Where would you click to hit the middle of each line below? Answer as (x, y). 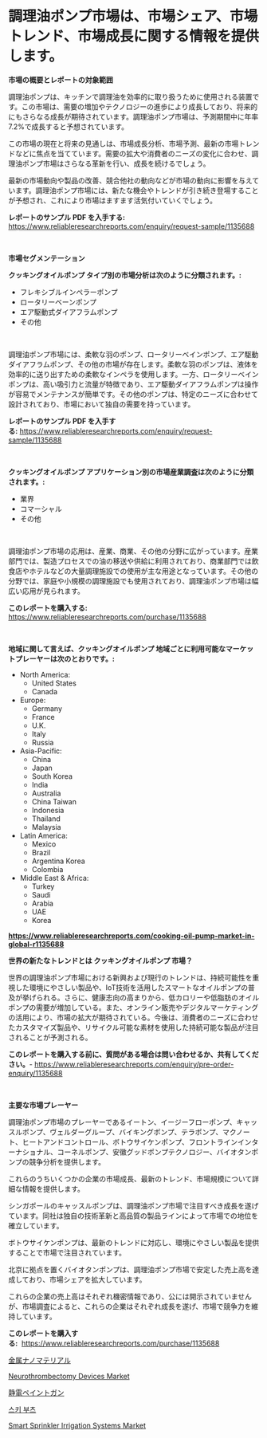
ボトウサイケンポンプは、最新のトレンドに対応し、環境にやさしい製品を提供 (134, 1242)
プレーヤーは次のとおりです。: (65, 658)
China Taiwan (54, 801)
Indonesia (48, 810)
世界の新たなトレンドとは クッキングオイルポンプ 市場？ (100, 961)
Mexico (44, 844)
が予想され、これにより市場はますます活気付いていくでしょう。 (113, 200)
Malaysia (46, 827)
